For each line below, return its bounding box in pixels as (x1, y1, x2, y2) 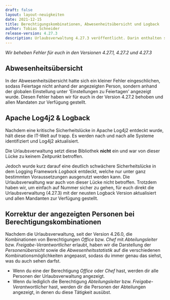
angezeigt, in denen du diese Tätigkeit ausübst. (12, 289, 111, 295)
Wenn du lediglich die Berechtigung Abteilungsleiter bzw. (12, 279, 132, 285)
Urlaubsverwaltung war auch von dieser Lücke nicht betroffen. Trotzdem (5, 179, 157, 185)
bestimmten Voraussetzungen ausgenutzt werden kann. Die (5, 174, 130, 180)
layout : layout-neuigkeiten (5, 12, 65, 17)
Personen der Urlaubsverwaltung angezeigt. (12, 273, 105, 279)
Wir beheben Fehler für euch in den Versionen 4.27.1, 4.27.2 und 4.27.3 (5, 49, 152, 56)
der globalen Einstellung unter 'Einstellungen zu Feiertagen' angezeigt (5, 88, 151, 94)
